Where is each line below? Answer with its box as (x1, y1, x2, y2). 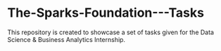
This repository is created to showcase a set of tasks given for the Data (7, 28, 215, 36)
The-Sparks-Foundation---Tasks (7, 5, 204, 21)
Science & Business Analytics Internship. (7, 35, 125, 43)
